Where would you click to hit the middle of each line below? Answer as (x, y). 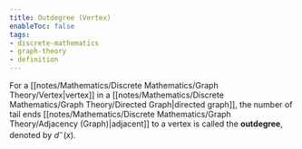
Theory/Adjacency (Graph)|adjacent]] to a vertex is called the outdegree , (146, 124)
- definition (34, 60)
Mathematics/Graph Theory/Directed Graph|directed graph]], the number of (151, 104)
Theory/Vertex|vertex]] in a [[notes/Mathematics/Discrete (117, 95)
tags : (19, 34)
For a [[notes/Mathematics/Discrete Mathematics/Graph (114, 85)
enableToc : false (42, 26)
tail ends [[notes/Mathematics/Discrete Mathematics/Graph (120, 114)
